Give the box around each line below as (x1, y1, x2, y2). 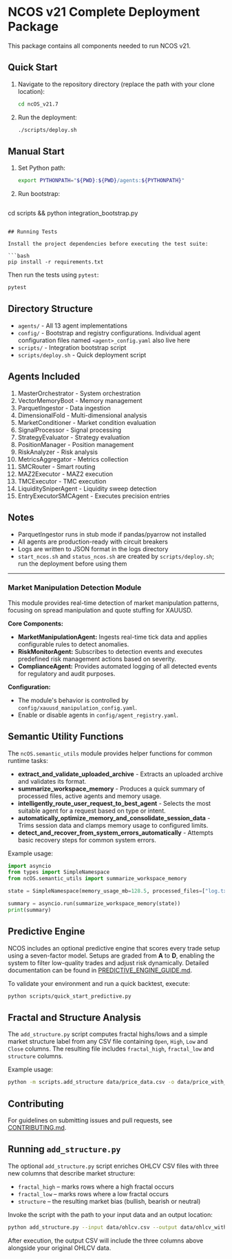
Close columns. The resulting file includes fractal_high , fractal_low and (8, 1044, 215, 1053)
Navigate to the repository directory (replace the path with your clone (17, 80, 215, 88)
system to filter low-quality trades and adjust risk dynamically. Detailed (8, 958, 209, 966)
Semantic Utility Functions (8, 731, 124, 742)
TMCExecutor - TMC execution (17, 477, 107, 485)
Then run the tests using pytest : (8, 270, 99, 279)
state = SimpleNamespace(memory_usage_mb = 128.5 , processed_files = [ (8, 888, 206, 895)
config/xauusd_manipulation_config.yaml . (17, 703, 137, 711)
